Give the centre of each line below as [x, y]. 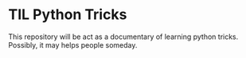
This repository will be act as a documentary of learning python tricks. [123, 37]
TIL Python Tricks [68, 15]
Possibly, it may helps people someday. [73, 44]
